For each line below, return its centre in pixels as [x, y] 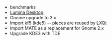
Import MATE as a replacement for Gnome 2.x [57, 28]
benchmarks [23, 7]
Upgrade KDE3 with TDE [35, 33]
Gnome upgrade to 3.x [33, 18]
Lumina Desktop [27, 12]
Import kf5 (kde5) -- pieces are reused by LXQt [58, 23]
